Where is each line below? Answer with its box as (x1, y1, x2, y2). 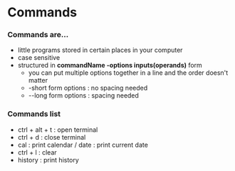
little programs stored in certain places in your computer (17, 46, 183, 54)
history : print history (17, 155, 80, 164)
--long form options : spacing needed (28, 91, 139, 100)
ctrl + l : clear (17, 147, 57, 157)
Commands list (7, 109, 61, 119)
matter (28, 76, 48, 85)
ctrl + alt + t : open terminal (17, 125, 98, 134)
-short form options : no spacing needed (28, 83, 148, 93)
